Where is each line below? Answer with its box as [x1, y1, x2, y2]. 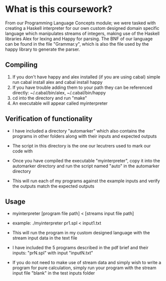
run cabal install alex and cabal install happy [12, 79, 103, 85]
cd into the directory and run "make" [12, 95, 87, 101]
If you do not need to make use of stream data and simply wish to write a [12, 260, 162, 266]
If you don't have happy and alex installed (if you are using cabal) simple [12, 73, 161, 80]
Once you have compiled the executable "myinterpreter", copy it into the [12, 157, 160, 163]
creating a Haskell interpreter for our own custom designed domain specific [5, 25, 160, 31]
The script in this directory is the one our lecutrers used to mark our [12, 142, 151, 148]
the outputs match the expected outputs [12, 183, 95, 189]
